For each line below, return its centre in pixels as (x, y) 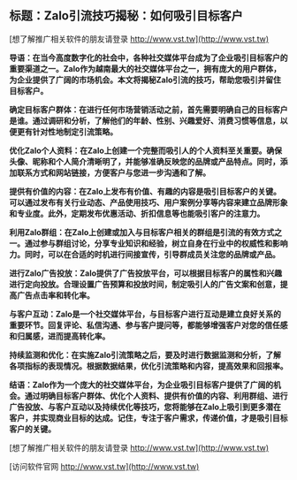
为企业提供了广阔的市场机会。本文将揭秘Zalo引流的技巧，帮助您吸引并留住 (145, 80)
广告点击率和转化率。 (55, 295)
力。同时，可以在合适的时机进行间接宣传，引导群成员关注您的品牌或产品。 (145, 254)
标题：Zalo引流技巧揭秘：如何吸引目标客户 (126, 16)
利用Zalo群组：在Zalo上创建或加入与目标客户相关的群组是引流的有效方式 (142, 232)
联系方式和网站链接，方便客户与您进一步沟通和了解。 (113, 172)
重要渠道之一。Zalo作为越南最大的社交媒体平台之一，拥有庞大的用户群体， (145, 68)
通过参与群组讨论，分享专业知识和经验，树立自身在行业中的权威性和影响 (156, 243)
